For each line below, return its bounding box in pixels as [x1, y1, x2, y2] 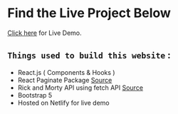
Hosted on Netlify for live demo [17, 98, 110, 107]
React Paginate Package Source [17, 76, 112, 84]
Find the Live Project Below [7, 5, 171, 21]
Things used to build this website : [7, 49, 171, 61]
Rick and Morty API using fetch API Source [17, 83, 144, 92]
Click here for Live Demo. [7, 28, 82, 37]
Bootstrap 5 [17, 90, 53, 99]
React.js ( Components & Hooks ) [17, 68, 115, 76]
